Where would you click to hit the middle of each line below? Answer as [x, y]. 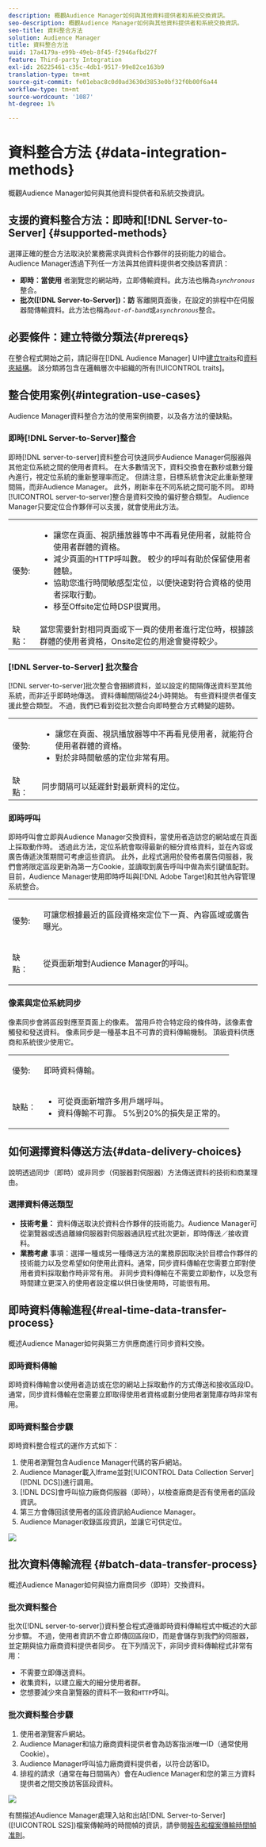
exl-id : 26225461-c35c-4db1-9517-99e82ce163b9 [86, 67]
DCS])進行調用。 [70, 1482]
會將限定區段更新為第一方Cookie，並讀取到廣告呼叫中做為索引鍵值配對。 [134, 867]
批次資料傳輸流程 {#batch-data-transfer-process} [133, 1564]
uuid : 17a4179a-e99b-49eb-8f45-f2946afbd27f [83, 52]
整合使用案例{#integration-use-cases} [104, 395]
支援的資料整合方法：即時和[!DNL [90, 220]
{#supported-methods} [108, 234]
